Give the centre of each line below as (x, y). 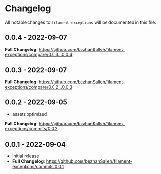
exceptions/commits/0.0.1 (38, 167)
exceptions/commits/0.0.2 (31, 129)
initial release (26, 156)
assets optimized (29, 114)
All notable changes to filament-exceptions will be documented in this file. (80, 22)
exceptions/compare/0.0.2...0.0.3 (39, 87)
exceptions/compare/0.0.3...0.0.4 (39, 54)
